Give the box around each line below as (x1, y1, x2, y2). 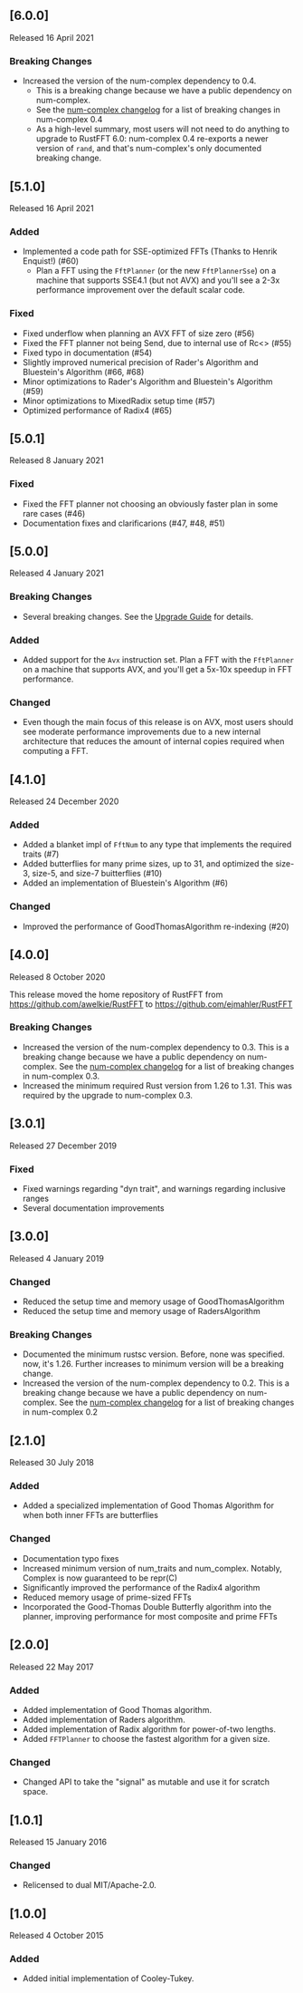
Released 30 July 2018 (9, 1457, 95, 1468)
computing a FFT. (22, 746, 89, 757)
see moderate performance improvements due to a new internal (22, 726, 260, 738)
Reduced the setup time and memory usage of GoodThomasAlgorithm (22, 1296, 285, 1307)
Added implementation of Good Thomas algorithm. (22, 1704, 213, 1715)
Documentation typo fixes (22, 1553, 119, 1563)
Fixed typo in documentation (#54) (22, 347, 153, 358)
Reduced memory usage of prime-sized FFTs (22, 1591, 192, 1602)
